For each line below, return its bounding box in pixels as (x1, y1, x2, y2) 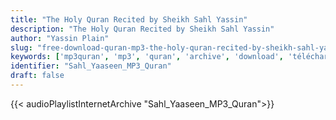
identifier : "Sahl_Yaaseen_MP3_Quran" (10, 61, 172, 71)
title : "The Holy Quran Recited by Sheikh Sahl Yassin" (10, 14, 248, 25)
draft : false (10, 71, 65, 81)
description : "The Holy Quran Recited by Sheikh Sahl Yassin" (10, 24, 275, 34)
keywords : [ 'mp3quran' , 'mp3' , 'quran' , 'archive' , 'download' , (10, 52, 284, 62)
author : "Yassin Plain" (10, 33, 110, 43)
